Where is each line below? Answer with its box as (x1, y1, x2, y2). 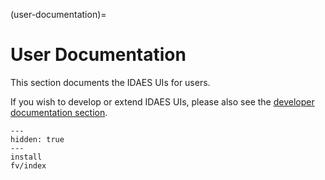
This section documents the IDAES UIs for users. (10, 76, 211, 88)
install (10, 152, 43, 162)
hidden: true (10, 134, 65, 144)
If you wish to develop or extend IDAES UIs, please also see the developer (10, 95, 315, 108)
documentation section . (10, 106, 108, 118)
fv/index (10, 160, 47, 171)
